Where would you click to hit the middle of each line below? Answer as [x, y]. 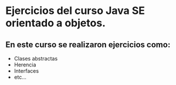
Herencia [25, 65]
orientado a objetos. [56, 23]
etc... [20, 77]
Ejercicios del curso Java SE [75, 11]
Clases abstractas [36, 59]
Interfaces [26, 71]
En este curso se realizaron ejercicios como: [88, 45]
